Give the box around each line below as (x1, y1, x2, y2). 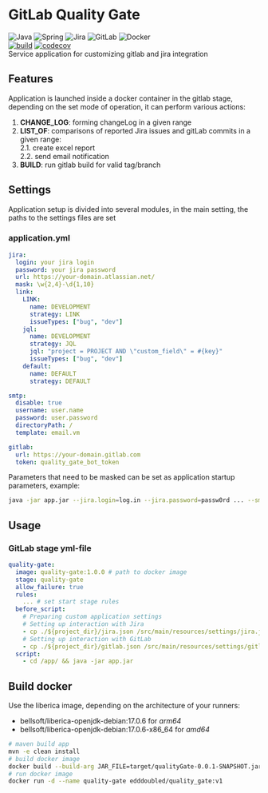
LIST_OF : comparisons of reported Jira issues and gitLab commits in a (19, 126, 251, 135)
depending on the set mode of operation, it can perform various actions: (8, 102, 246, 111)
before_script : (15, 605, 66, 613)
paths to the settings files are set (8, 213, 116, 222)
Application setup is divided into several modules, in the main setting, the (8, 204, 249, 213)
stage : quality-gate (15, 576, 84, 584)
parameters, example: (8, 481, 81, 491)
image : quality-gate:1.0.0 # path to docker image (15, 568, 187, 576)
